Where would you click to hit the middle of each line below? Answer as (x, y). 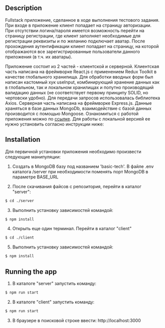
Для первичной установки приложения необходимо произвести (73, 151)
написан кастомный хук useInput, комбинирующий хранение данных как (82, 82)
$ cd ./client (20, 238)
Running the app (31, 271)
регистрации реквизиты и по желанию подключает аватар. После (75, 41)
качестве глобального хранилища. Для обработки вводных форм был (79, 77)
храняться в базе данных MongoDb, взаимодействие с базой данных (78, 108)
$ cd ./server (20, 201)
